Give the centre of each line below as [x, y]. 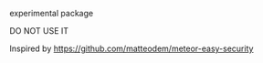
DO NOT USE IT [39, 31]
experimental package [52, 13]
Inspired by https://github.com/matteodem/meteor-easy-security [131, 48]
